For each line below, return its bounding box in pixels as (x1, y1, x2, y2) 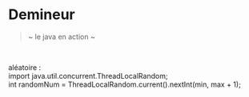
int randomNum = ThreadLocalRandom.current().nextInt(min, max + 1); (8, 80, 242, 89)
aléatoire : (8, 62, 42, 72)
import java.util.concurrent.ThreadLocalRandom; (8, 71, 168, 80)
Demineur (8, 6, 75, 24)
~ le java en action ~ (27, 32, 96, 41)
